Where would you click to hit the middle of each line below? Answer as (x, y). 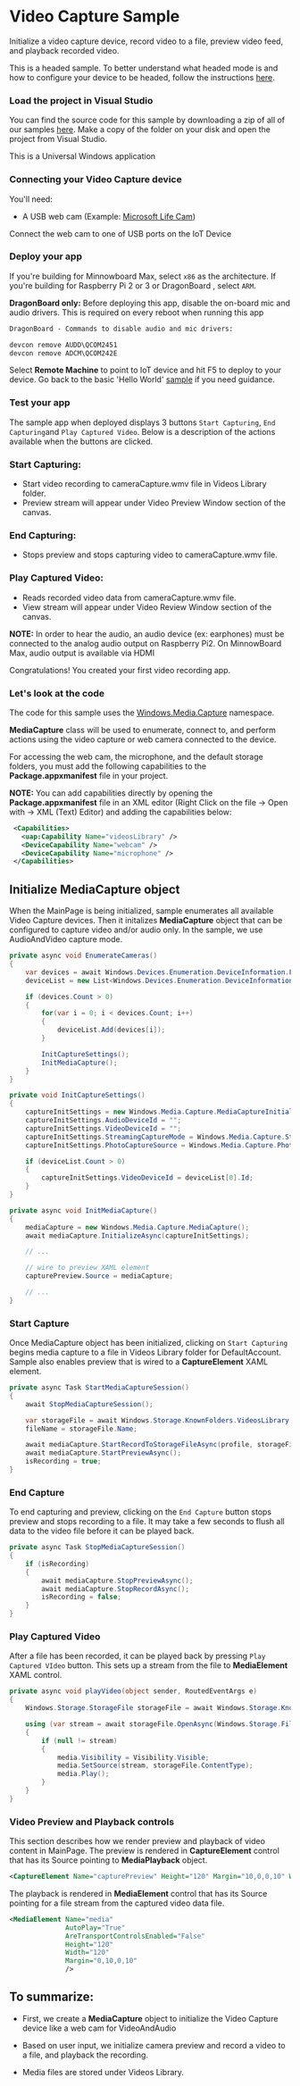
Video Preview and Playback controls (92, 1822)
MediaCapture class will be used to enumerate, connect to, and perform (143, 730)
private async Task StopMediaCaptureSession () (97, 1548)
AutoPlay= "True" (96, 1927)
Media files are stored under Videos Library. (103, 2072)
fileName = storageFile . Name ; (82, 1429)
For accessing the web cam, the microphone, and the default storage (136, 756)
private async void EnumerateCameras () (83, 956)
